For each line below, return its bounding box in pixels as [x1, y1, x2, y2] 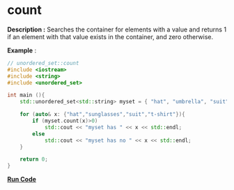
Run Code [7, 175, 37, 184]
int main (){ [7, 92, 45, 99]
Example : [7, 46, 37, 54]
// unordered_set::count [7, 59, 79, 66]
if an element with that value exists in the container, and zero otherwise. [7, 32, 214, 41]
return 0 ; [19, 156, 49, 163]
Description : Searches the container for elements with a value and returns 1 [7, 25, 227, 34]
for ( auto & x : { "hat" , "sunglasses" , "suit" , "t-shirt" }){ [19, 111, 186, 118]
